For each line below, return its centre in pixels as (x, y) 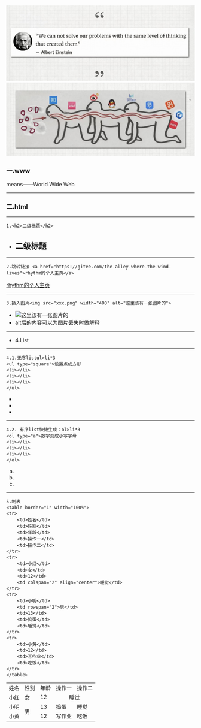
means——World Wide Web (40, 184)
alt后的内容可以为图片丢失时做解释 (57, 322)
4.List (22, 340)
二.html (17, 206)
